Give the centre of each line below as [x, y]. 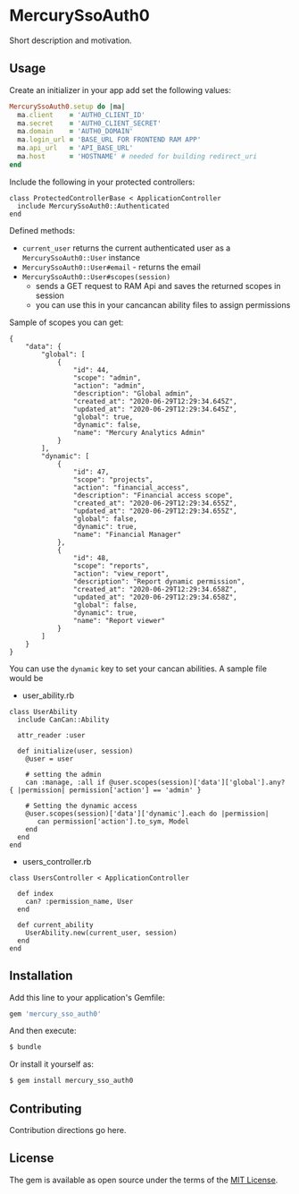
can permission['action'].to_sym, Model [113, 821]
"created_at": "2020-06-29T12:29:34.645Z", [155, 401]
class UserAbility [43, 712]
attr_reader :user [52, 735]
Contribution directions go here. [68, 1130]
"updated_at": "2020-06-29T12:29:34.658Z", [155, 597]
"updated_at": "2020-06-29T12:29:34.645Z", [155, 409]
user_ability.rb [48, 695]
